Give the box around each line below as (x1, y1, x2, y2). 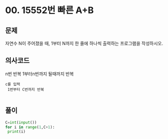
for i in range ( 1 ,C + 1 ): (5, 124, 55, 129)
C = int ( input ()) (5, 120, 37, 125)
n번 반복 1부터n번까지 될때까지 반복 (5, 71, 74, 77)
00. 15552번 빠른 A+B (5, 5, 94, 16)
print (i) (7, 129, 26, 134)
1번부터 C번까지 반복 (7, 87, 44, 92)
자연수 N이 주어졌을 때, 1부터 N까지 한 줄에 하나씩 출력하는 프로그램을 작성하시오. (5, 41, 163, 46)
